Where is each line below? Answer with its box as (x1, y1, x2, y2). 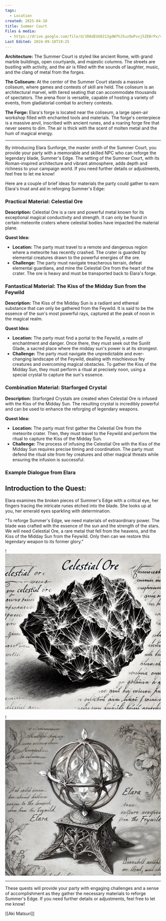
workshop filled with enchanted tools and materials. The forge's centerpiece (5, 114, 161, 121)
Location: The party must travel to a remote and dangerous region (12, 244, 148, 250)
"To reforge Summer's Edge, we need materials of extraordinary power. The (5, 517, 160, 524)
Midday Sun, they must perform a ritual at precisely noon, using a (12, 366, 146, 373)
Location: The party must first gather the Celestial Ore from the (12, 425, 142, 431)
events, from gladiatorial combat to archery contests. (5, 99, 113, 106)
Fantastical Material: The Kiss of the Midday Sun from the (5, 283, 146, 290)
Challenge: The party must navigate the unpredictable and (12, 351, 132, 357)
